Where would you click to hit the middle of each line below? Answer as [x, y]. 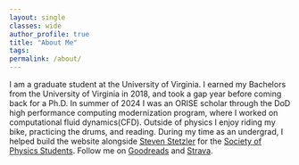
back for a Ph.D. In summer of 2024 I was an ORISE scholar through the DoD [150, 103]
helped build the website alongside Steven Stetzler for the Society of [135, 141]
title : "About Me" [43, 42]
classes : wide [36, 26]
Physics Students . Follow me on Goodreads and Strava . [111, 151]
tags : [19, 51]
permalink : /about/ [46, 59]
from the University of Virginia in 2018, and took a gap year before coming [145, 94]
